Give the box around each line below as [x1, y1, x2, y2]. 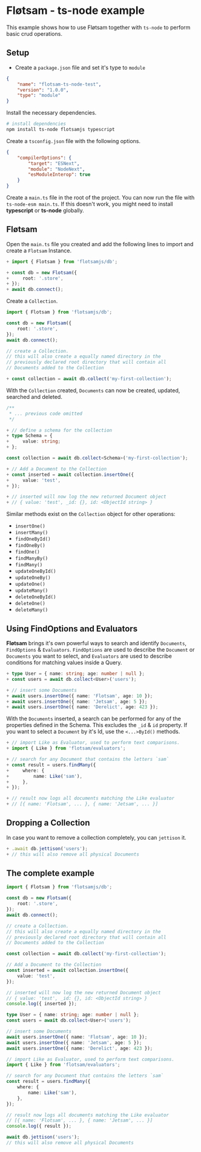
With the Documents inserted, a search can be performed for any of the [6, 715, 182, 722]
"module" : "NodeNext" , [28, 166, 85, 172]
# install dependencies [6, 121, 67, 127]
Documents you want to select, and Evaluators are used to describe [6, 652, 173, 660]
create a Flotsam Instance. [6, 247, 72, 254]
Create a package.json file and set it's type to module [15, 64, 145, 71]
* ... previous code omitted [8, 410, 83, 417]
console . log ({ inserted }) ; [6, 1001, 77, 1007]
